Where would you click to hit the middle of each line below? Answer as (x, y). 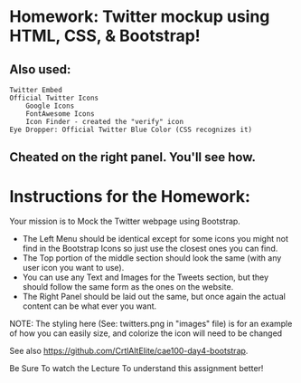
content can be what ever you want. (89, 306)
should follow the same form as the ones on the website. (128, 287)
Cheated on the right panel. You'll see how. (132, 157)
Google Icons (50, 106)
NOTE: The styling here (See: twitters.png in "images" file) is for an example (151, 324)
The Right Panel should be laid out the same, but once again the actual (154, 297)
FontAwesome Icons (60, 114)
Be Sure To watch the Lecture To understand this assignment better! (136, 369)
